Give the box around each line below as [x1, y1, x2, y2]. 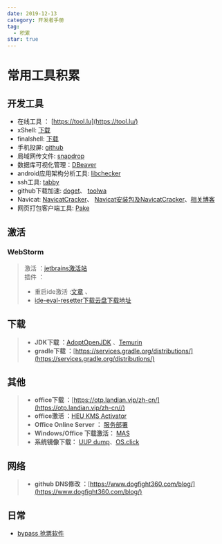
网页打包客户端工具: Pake [17, 204, 90, 212]
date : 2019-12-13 [7, 10, 57, 17]
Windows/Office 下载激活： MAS [34, 429, 130, 437]
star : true [7, 36, 39, 43]
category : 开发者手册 [7, 17, 64, 24]
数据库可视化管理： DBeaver [17, 161, 97, 169]
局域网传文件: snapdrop [17, 152, 85, 160]
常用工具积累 [7, 68, 81, 84]
